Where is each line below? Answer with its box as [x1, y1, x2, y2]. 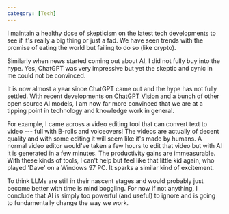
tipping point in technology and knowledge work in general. [7, 106, 174, 115]
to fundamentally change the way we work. [7, 198, 129, 206]
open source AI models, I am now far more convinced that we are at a [7, 99, 203, 107]
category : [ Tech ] [7, 10, 57, 17]
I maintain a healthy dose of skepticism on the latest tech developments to [7, 29, 217, 37]
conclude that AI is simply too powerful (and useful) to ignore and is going [7, 191, 216, 200]
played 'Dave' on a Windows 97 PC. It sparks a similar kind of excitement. [7, 163, 214, 171]
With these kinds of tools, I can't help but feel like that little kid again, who [7, 156, 215, 165]
